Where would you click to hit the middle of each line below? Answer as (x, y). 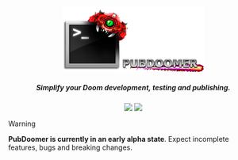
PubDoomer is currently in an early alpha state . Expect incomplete (119, 139)
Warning (22, 124)
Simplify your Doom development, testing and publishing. (133, 87)
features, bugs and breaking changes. (70, 147)
